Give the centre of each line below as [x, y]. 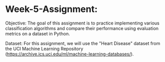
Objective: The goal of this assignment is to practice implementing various [82, 23]
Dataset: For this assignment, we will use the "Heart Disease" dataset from [83, 43]
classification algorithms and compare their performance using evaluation [82, 28]
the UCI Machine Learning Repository [44, 48]
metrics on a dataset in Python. [38, 33]
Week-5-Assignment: [51, 9]
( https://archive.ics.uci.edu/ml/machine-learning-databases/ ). [70, 54]
